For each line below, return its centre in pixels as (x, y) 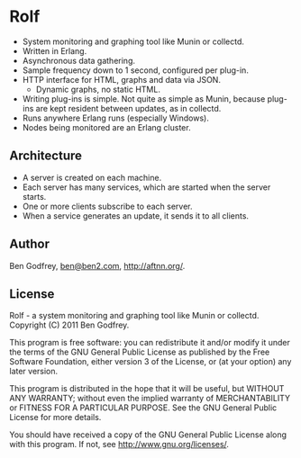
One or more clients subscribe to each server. (107, 206)
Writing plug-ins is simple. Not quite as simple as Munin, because (144, 99)
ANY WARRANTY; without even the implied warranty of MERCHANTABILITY (150, 399)
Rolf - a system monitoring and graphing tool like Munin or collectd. (134, 316)
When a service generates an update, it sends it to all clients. (136, 216)
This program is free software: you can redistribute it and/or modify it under (150, 343)
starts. (34, 196)
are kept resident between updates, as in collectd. (128, 108)
